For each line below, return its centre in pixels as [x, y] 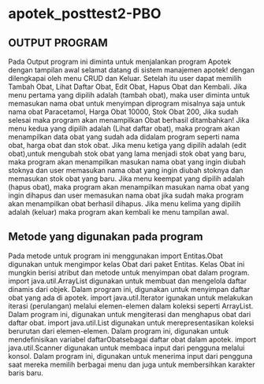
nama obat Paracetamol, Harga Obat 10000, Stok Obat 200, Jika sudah [123, 112]
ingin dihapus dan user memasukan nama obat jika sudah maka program [126, 195]
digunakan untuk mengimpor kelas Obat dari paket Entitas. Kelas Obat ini [126, 264]
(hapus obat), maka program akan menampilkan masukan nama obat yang [129, 187]
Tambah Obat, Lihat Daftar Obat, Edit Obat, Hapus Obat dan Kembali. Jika [128, 87]
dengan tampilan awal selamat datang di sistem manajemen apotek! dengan [131, 70]
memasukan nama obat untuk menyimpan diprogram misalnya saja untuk [127, 103]
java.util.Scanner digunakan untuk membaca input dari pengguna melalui [126, 348]
